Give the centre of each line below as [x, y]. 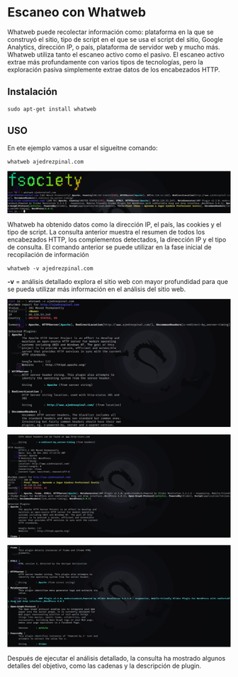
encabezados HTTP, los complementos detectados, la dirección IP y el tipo [117, 239]
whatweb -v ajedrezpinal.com [50, 268]
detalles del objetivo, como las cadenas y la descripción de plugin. [104, 666]
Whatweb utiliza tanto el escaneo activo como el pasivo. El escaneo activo [116, 55]
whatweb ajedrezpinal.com [45, 161]
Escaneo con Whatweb [77, 12]
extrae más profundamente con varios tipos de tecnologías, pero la [105, 62]
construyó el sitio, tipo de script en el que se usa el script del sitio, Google [115, 39]
